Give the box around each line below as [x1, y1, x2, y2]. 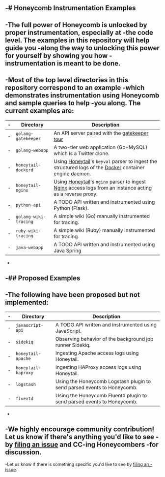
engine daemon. [54, 170, 91, 177]
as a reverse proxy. [54, 191, 98, 197]
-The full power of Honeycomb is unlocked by [5, 21, 147, 29]
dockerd [15, 167, 33, 173]
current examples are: [5, 107, 74, 115]
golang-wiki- [15, 214, 46, 220]
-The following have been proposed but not [5, 290, 140, 299]
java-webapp [15, 245, 44, 250]
